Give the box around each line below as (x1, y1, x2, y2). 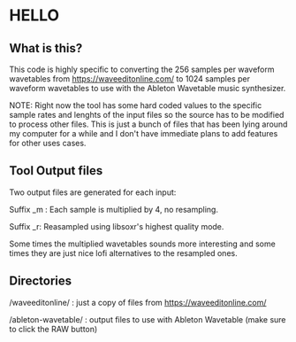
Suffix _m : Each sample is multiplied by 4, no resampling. (9, 204, 219, 214)
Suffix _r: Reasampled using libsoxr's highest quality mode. (9, 221, 224, 231)
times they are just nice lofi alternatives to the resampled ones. (9, 247, 238, 258)
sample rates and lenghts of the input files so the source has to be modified (9, 110, 285, 120)
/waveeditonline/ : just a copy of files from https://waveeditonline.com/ (9, 297, 267, 307)
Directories (9, 274, 72, 289)
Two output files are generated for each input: (9, 187, 177, 198)
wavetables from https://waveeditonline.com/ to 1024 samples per (9, 74, 250, 84)
